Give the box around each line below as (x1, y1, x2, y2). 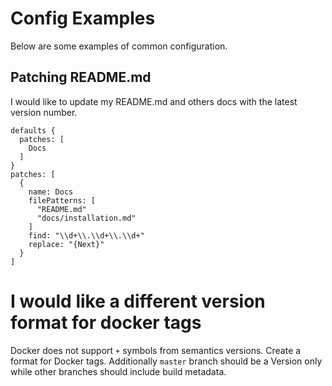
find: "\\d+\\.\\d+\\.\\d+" (28, 230, 145, 241)
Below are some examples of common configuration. (10, 40, 228, 52)
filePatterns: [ (28, 195, 97, 206)
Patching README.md (10, 69, 152, 86)
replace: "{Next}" (28, 239, 105, 249)
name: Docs (28, 187, 74, 197)
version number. (10, 106, 78, 118)
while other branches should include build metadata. (10, 365, 227, 377)
